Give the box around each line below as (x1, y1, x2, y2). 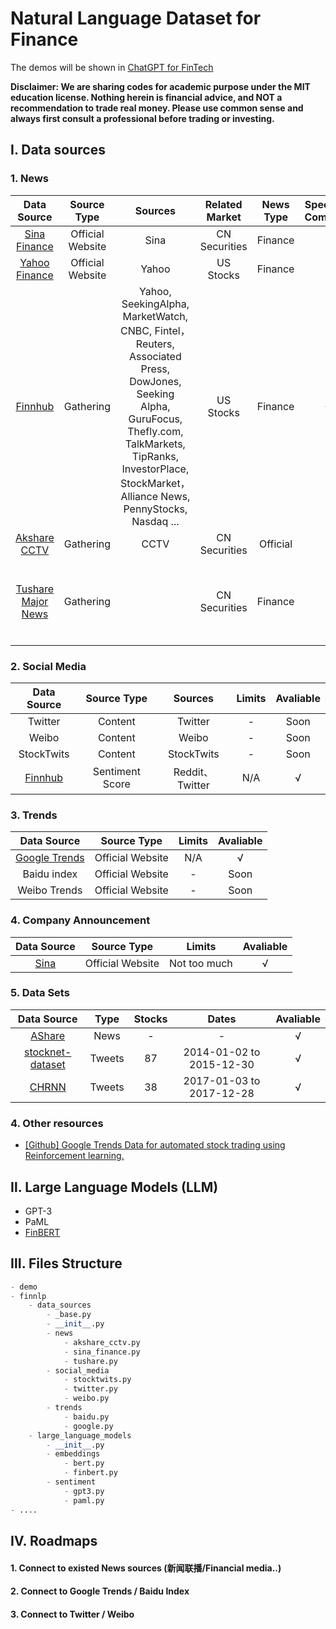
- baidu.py (63, 1412, 110, 1422)
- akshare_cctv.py (63, 1337, 141, 1347)
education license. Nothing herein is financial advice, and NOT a (10, 91, 283, 103)
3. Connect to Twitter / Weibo (10, 1608, 135, 1620)
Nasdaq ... (131, 514, 180, 528)
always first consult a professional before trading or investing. (10, 112, 275, 124)
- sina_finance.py (63, 1347, 141, 1357)
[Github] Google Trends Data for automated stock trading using (24, 1139, 286, 1151)
